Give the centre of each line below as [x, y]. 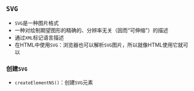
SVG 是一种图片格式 [37, 23]
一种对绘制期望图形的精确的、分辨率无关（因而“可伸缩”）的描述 [91, 30]
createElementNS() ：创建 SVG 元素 [54, 83]
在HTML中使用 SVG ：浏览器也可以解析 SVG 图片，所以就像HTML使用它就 [99, 45]
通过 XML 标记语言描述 [39, 37]
